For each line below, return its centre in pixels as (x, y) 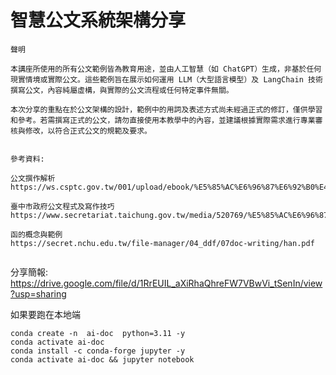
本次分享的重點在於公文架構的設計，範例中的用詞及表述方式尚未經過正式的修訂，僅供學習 (166, 109)
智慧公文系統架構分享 (98, 20)
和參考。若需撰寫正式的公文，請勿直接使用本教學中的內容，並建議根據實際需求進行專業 (163, 120)
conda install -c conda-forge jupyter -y (98, 351)
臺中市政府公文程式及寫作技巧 (62, 206)
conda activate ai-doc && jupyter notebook (102, 359)
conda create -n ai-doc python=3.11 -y (98, 333)
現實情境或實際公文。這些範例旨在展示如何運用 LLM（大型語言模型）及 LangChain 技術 (166, 79)
